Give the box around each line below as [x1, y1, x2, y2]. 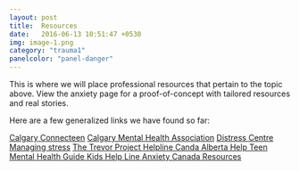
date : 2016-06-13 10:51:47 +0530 [9, 29, 142, 38]
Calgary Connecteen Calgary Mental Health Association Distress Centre [9, 133, 274, 142]
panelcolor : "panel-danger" [9, 54, 114, 63]
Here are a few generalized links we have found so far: [9, 115, 210, 126]
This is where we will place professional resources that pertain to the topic [9, 79, 283, 89]
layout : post [9, 12, 58, 22]
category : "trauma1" [9, 46, 87, 55]
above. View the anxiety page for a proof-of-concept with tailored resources [9, 88, 291, 99]
